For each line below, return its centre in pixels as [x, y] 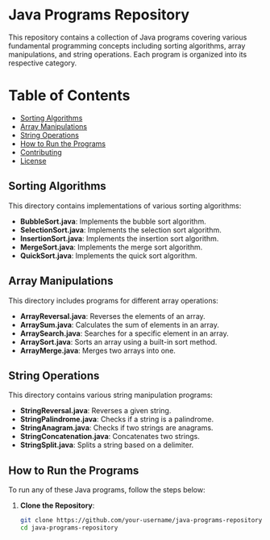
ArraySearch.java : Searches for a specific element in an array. [124, 333]
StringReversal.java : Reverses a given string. [96, 411]
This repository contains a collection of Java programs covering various [128, 37]
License [33, 161]
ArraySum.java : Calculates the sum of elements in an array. [119, 324]
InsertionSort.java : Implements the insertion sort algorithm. [119, 238]
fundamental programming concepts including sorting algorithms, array [127, 45]
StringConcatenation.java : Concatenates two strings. [110, 437]
